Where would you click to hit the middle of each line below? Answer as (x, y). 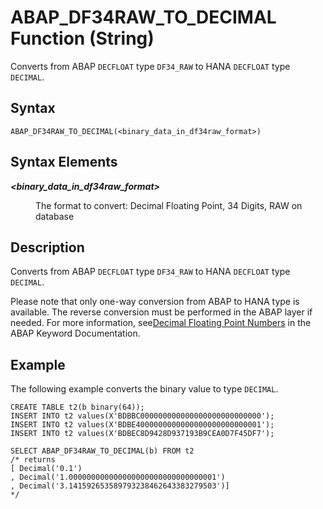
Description (47, 247)
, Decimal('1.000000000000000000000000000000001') (118, 477)
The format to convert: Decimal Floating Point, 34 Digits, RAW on (169, 205)
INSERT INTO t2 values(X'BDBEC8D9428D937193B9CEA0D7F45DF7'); (142, 434)
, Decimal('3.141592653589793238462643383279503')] (120, 486)
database (55, 216)
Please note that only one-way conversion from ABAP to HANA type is (155, 302)
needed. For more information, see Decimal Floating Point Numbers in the (161, 323)
